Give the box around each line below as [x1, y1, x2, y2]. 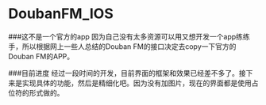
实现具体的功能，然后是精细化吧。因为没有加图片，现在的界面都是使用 [21, 78, 252, 88]
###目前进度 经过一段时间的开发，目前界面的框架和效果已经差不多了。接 [8, 68, 246, 77]
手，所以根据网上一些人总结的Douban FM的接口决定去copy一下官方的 [8, 41, 237, 51]
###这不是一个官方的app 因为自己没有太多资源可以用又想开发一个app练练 [8, 32, 250, 41]
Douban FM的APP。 [8, 51, 75, 61]
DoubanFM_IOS [8, 5, 114, 23]
